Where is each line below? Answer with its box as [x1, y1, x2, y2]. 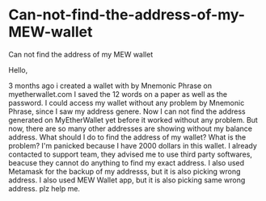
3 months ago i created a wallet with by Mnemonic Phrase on [8, 81, 213, 90]
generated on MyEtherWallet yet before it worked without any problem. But [8, 115, 259, 124]
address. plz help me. [8, 183, 81, 193]
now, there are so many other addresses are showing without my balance [8, 124, 253, 133]
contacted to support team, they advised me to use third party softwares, [8, 149, 253, 159]
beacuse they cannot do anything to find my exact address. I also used [8, 157, 245, 167]
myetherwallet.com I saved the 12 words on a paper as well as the [8, 89, 228, 98]
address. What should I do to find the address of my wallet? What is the [8, 132, 247, 142]
